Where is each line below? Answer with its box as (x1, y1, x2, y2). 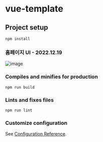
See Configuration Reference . (5, 131, 67, 137)
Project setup (5, 23, 49, 32)
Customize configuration (5, 119, 68, 126)
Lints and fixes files (5, 96, 54, 103)
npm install (5, 36, 30, 41)
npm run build (5, 85, 35, 90)
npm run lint (5, 108, 33, 113)
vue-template (5, 3, 64, 15)
